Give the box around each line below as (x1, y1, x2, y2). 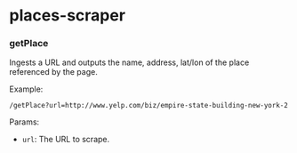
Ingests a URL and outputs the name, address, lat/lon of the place (9, 57, 250, 68)
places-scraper (9, 5, 126, 26)
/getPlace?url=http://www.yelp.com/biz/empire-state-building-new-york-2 (9, 101, 289, 110)
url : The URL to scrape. (21, 134, 110, 145)
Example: (9, 84, 44, 94)
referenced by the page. (9, 67, 98, 77)
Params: (9, 117, 40, 127)
